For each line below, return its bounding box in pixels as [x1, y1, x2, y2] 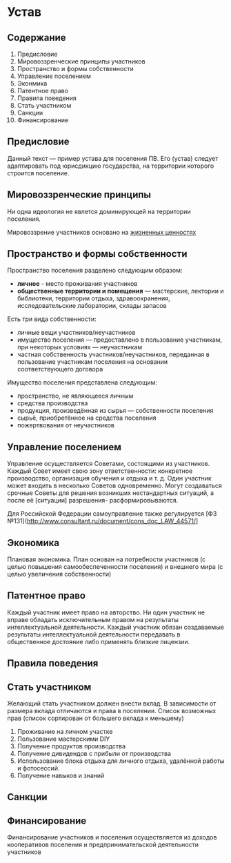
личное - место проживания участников [17, 280, 138, 288]
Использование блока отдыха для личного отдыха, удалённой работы [17, 757, 225, 765]
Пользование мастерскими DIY [17, 735, 110, 743]
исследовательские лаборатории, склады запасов [17, 302, 167, 310]
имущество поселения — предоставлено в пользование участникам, [17, 336, 223, 344]
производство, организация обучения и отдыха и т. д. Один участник [7, 474, 212, 483]
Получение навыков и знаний [17, 771, 105, 780]
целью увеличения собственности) [7, 570, 112, 579]
